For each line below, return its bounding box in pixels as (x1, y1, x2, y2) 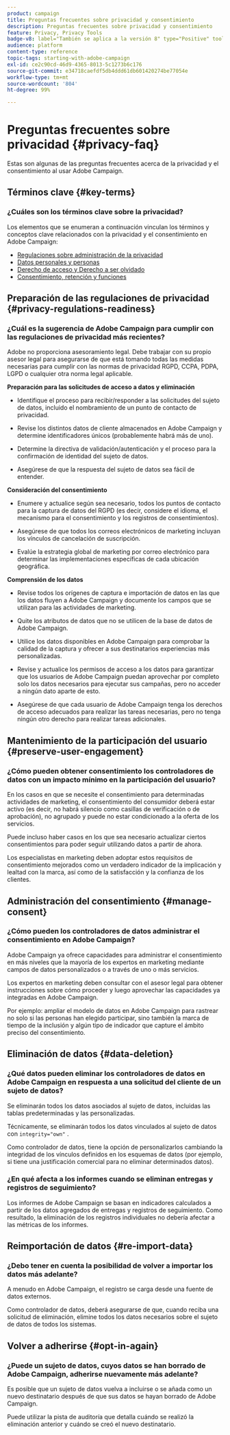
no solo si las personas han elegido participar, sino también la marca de (7, 1014, 209, 1022)
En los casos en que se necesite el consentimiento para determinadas (7, 791, 205, 799)
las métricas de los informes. (7, 1220, 89, 1228)
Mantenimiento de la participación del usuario (7, 735, 207, 747)
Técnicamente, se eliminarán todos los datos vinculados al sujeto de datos (7, 1122, 217, 1130)
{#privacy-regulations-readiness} (7, 303, 155, 315)
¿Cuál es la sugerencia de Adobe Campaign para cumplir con (7, 324, 214, 334)
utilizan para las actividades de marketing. (16, 603, 137, 611)
